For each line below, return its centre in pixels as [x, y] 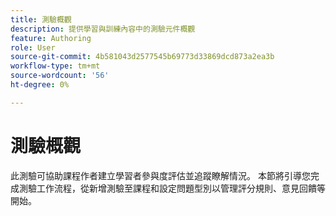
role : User [33, 47]
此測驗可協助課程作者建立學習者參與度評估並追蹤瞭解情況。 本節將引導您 [160, 175]
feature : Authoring [51, 38]
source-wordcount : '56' [60, 76]
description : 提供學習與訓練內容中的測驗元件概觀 [103, 29]
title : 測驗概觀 [41, 19]
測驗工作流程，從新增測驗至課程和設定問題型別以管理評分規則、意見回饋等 [172, 188]
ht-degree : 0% [40, 85]
